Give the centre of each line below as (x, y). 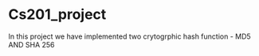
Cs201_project (57, 15)
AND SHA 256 (31, 44)
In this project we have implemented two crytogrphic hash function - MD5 (129, 36)
